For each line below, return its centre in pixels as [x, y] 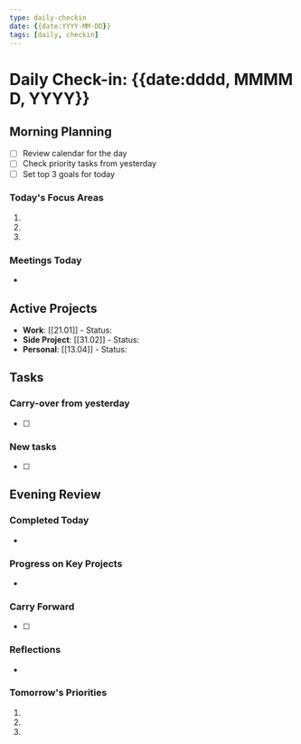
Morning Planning [61, 132]
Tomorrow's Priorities [58, 692]
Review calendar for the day [75, 154]
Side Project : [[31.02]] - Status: [81, 339]
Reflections [35, 650]
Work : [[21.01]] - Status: [67, 330]
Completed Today [49, 521]
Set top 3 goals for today [69, 174]
